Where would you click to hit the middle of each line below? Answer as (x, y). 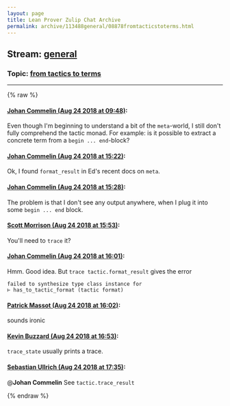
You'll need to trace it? (39, 240)
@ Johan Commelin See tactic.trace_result (71, 382)
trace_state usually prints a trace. (55, 351)
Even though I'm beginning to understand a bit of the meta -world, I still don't (114, 126)
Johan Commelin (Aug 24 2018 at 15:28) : (66, 187)
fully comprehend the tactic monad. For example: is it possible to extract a (112, 133)
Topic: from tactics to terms (54, 73)
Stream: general (42, 54)
